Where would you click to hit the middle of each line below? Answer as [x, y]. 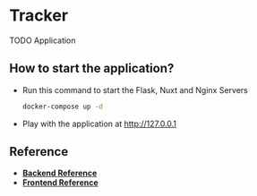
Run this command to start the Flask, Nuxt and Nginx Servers [135, 89]
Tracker [39, 16]
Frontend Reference [60, 183]
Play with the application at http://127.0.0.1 [99, 124]
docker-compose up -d [62, 107]
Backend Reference [60, 173]
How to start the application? [92, 68]
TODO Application [43, 40]
